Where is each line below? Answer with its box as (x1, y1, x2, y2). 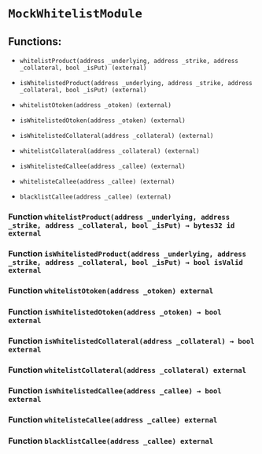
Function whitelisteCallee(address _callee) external (8, 415, 218, 426)
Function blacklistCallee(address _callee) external (8, 436, 214, 447)
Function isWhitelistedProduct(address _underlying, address (8, 247, 246, 259)
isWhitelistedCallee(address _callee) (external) (19, 162, 186, 170)
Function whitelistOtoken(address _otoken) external (8, 285, 214, 296)
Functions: (8, 35, 62, 48)
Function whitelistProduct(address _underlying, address (8, 211, 231, 222)
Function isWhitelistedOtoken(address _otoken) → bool (8, 306, 222, 317)
